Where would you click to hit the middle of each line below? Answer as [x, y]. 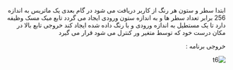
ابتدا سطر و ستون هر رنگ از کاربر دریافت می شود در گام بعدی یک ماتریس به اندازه [116, 10]
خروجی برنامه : [205, 46]
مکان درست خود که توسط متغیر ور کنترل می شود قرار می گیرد [142, 33]
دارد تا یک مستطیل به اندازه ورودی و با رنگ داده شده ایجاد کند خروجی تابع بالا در [121, 25]
